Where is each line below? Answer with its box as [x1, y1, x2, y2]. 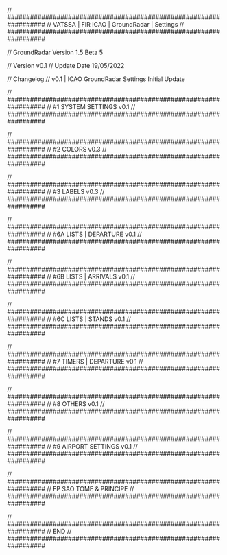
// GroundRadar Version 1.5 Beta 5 [7, 48, 104, 56]
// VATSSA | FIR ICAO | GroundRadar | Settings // [47, 21, 184, 28]
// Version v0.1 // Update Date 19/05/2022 [7, 62, 125, 69]
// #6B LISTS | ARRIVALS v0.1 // [47, 272, 135, 281]
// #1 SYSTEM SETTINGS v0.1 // [47, 103, 136, 110]
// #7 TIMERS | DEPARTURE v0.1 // [47, 357, 143, 366]
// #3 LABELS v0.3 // [47, 188, 105, 196]
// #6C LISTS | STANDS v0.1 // [47, 315, 132, 323]
